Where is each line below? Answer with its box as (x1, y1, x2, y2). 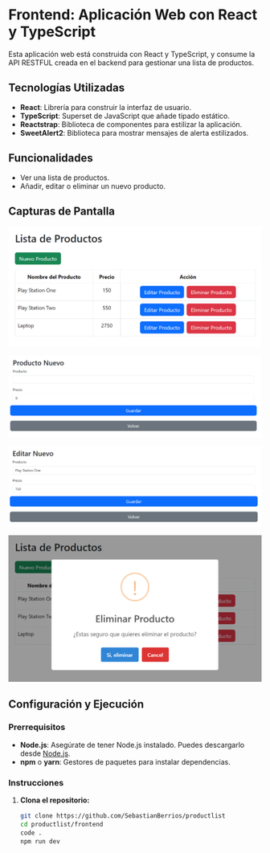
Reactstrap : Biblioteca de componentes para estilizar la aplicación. (19, 119, 243, 129)
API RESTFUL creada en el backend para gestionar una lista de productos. (8, 58, 255, 67)
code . (19, 829, 43, 837)
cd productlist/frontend (19, 820, 104, 828)
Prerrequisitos (8, 721, 66, 733)
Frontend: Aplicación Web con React (8, 6, 258, 24)
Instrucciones (8, 777, 64, 788)
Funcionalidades (8, 151, 94, 165)
